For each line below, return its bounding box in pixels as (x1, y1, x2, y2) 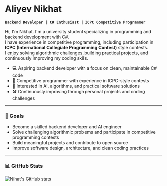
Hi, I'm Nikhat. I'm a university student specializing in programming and (5, 28, 152, 34)
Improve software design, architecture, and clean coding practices (12, 145, 149, 151)
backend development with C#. (5, 34, 70, 40)
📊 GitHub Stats (5, 163, 43, 170)
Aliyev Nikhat (5, 3, 62, 15)
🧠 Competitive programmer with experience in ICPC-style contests (12, 77, 149, 83)
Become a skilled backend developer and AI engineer (12, 124, 122, 130)
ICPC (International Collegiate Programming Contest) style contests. (5, 44, 148, 50)
